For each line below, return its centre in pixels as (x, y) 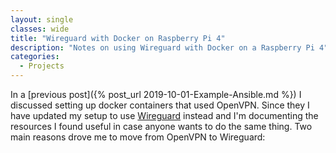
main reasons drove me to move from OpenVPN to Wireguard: (138, 137)
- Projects (42, 66)
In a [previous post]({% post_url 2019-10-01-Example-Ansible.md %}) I (156, 94)
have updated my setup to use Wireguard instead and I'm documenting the (164, 115)
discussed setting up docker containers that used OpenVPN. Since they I (160, 105)
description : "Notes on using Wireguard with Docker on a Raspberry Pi (162, 47)
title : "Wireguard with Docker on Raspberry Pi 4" (118, 38)
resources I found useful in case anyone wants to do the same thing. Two (161, 126)
